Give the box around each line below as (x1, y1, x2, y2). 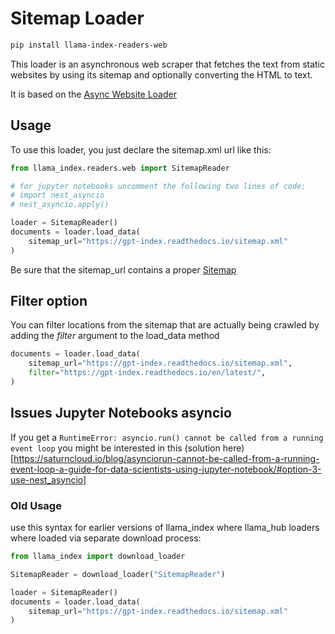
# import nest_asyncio (10, 190, 105, 201)
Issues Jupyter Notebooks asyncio (10, 405, 232, 422)
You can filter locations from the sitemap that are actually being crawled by (10, 319, 320, 331)
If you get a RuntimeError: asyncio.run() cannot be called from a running (10, 431, 324, 443)
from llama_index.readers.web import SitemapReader (10, 163, 230, 173)
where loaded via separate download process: (10, 532, 202, 544)
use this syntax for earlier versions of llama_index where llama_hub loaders (10, 522, 320, 534)
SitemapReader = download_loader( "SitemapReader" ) (10, 569, 226, 579)
